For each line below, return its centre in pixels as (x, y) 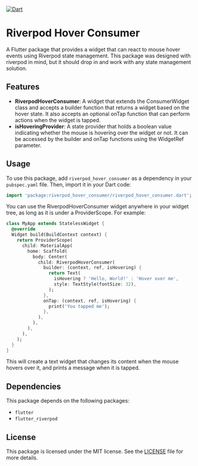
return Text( (65, 273)
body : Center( (50, 257)
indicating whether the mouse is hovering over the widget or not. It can (101, 133)
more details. (22, 458)
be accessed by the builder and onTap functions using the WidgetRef (99, 139)
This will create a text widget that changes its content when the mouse (92, 362)
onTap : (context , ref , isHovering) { (90, 301)
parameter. (28, 145)
